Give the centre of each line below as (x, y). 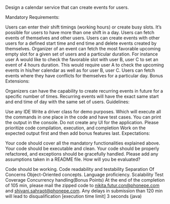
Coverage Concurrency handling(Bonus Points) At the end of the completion (85, 180)
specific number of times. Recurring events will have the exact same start (82, 96)
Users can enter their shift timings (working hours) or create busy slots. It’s (83, 27)
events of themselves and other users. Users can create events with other (82, 38)
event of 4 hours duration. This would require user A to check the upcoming (84, 65)
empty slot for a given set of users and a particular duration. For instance (82, 54)
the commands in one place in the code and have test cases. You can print (83, 117)
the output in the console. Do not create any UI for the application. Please (82, 122)
